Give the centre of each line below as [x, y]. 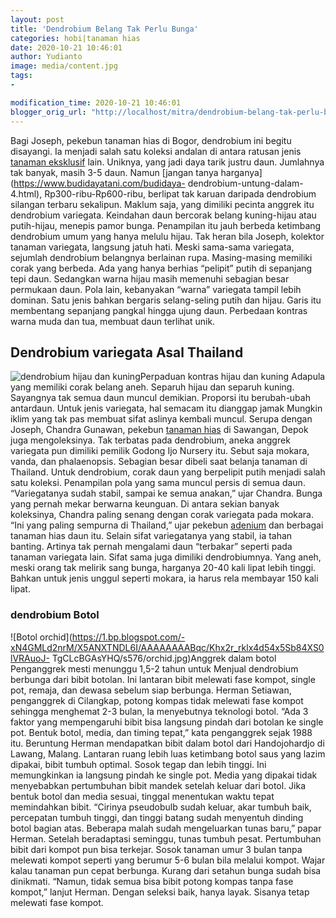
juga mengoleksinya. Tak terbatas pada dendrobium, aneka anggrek [150, 440]
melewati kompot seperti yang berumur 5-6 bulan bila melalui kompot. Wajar [168, 860]
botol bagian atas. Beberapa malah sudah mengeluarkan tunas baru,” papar [166, 828]
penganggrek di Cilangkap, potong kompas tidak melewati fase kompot [157, 700]
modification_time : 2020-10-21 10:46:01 [96, 102]
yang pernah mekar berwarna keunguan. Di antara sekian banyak [145, 504]
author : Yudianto [46, 57]
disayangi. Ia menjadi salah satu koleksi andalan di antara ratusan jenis [156, 151]
